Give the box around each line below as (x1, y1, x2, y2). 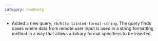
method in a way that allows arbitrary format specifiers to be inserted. (11, 30, 152, 36)
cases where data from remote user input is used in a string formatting (11, 25, 154, 31)
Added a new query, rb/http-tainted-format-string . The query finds (11, 20, 152, 26)
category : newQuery (4, 7, 44, 12)
